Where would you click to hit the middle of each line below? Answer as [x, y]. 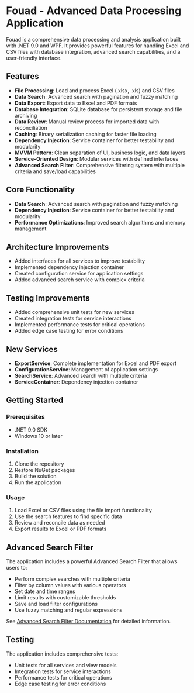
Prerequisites [25, 417]
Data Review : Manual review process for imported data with [87, 122]
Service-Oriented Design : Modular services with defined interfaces [96, 158]
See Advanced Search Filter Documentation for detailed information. [89, 622]
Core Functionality [40, 190]
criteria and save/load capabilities [55, 171]
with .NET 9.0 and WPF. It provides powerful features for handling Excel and [98, 46]
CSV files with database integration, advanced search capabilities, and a [93, 51]
